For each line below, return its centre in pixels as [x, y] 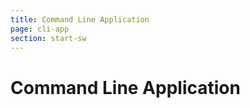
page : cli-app [40, 29]
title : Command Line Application [80, 19]
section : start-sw [48, 38]
